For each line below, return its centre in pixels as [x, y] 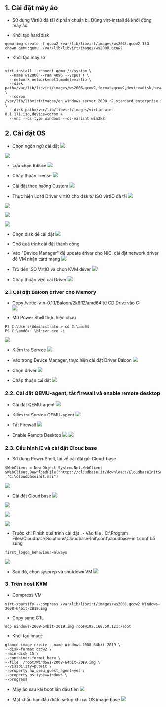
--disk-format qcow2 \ [28, 649]
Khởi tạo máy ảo [29, 57]
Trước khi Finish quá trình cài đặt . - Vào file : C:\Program [70, 533]
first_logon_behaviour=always [36, 552]
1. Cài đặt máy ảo [32, 8]
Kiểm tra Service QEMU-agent [43, 415]
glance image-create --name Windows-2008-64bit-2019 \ [63, 645]
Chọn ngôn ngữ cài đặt [36, 146]
